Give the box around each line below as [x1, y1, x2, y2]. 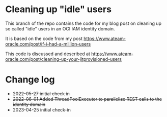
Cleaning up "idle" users [5, 4, 112, 15]
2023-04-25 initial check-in [12, 106, 71, 112]
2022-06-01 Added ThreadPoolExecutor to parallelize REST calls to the [12, 96, 162, 102]
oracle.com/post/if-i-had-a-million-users [5, 41, 91, 47]
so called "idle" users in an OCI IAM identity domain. [5, 25, 116, 31]
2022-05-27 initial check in [12, 90, 70, 97]
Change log [5, 74, 55, 86]
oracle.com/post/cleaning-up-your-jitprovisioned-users [5, 56, 122, 62]
